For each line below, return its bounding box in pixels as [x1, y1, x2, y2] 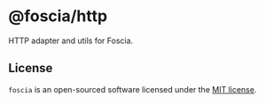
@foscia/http [8, 6, 108, 26]
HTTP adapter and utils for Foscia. [8, 35, 134, 46]
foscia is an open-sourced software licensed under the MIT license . [8, 84, 257, 94]
